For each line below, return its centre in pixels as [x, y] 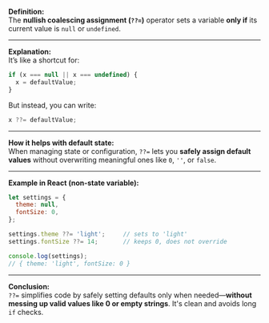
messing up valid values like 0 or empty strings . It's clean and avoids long [132, 303]
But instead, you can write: [52, 105]
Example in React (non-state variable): [74, 183]
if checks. [26, 312]
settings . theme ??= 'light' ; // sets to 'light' [98, 234]
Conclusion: [29, 286]
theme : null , [37, 205]
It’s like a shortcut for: [44, 60]
